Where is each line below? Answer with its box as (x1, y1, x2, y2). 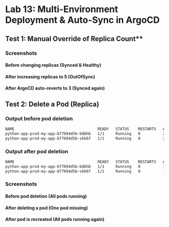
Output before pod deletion (5, 115, 73, 122)
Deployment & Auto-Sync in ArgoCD (5, 14, 160, 26)
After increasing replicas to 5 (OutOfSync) (5, 73, 96, 79)
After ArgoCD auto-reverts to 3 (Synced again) (5, 85, 105, 92)
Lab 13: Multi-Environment (5, 4, 118, 15)
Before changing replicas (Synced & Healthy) (5, 62, 102, 68)
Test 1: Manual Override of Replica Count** (5, 34, 143, 43)
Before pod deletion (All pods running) (5, 193, 87, 199)
